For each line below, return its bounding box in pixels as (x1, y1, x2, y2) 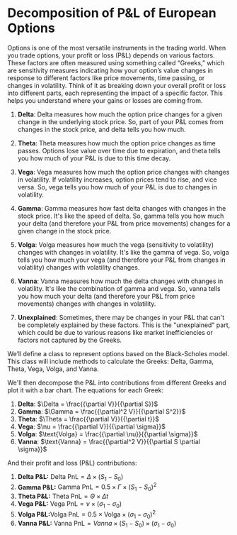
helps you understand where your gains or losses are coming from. (7, 96, 203, 104)
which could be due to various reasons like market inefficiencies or (17, 328, 214, 336)
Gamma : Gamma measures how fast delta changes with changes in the (17, 204, 226, 212)
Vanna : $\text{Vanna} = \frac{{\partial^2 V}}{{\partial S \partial (17, 437, 200, 446)
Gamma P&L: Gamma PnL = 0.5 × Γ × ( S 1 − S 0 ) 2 (17, 481, 157, 493)
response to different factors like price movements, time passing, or (7, 73, 205, 82)
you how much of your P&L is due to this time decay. (17, 154, 171, 162)
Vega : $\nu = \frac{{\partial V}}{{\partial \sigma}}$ (17, 422, 166, 431)
